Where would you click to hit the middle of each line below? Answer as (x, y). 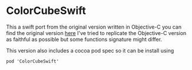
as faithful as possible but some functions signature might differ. (84, 39)
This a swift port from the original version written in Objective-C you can (94, 27)
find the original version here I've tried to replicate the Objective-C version (96, 33)
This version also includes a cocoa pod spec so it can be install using (90, 50)
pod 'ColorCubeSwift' (33, 61)
